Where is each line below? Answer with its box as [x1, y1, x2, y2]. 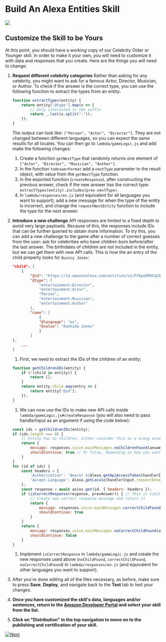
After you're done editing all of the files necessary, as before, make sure [12, 577, 160, 583]
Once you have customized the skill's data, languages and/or [12, 596, 141, 603]
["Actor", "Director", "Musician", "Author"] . [19, 161, 117, 167]
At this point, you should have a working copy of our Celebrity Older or [5, 47, 149, 53]
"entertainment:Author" [39, 301, 88, 306]
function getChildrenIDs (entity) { [12, 365, 86, 370]
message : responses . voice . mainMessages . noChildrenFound [30, 445, 148, 451]
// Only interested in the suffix [30, 107, 101, 112]
